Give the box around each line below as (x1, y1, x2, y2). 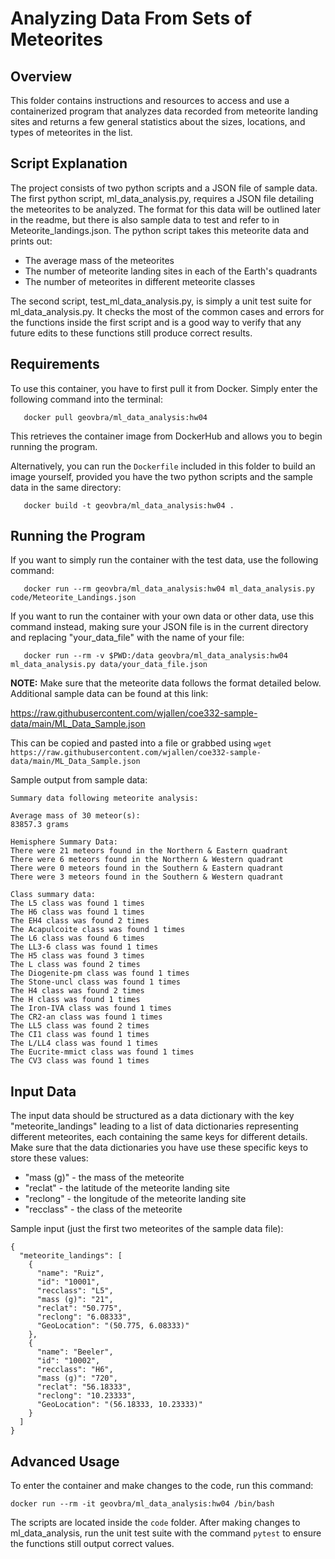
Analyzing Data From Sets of (10, 7, 253, 30)
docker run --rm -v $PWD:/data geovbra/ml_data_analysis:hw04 (23, 651, 288, 661)
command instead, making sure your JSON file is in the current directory (10, 621, 309, 633)
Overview (10, 68, 73, 85)
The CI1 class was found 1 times (10, 1030, 150, 1040)
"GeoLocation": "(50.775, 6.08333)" (36, 1321, 190, 1331)
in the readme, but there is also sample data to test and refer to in (10, 213, 280, 226)
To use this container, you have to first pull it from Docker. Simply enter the (10, 382, 318, 394)
